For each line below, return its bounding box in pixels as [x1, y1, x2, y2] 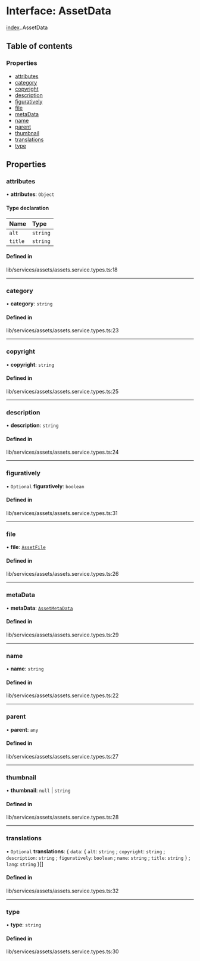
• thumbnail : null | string [6, 787, 71, 794]
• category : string [6, 300, 53, 307]
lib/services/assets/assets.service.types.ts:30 [6, 948, 119, 955]
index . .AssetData [6, 24, 48, 31]
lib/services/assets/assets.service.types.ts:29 [6, 631, 119, 638]
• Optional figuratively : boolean [6, 482, 85, 489]
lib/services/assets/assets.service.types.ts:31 [6, 509, 118, 516]
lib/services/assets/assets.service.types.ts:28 [6, 814, 119, 821]
